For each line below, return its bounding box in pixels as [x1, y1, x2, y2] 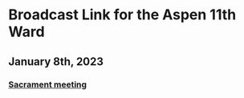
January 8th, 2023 [8, 55, 104, 68]
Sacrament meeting [8, 79, 87, 90]
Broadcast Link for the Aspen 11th [8, 6, 237, 24]
